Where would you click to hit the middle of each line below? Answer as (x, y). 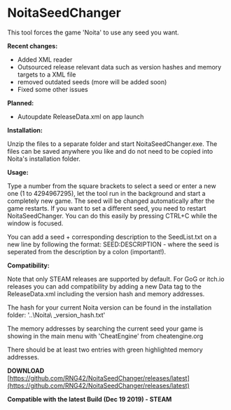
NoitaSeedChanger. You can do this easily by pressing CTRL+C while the (112, 216)
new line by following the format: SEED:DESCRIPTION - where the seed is (113, 244)
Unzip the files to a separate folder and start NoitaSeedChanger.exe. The (112, 144)
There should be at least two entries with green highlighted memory (105, 350)
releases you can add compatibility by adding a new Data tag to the (104, 286)
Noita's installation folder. (44, 159)
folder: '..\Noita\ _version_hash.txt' (56, 315)
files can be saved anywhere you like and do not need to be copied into (110, 151)
